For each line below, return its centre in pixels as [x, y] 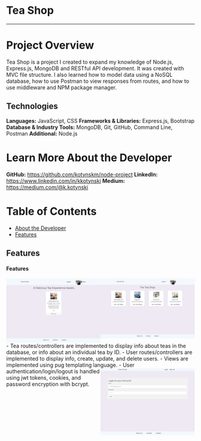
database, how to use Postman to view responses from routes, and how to [98, 81]
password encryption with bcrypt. [48, 384]
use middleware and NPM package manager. [62, 87]
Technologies [32, 106]
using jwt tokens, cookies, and [44, 378]
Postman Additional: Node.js [42, 133]
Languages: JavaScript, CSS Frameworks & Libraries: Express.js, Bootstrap [100, 121]
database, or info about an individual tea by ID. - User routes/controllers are [99, 352]
